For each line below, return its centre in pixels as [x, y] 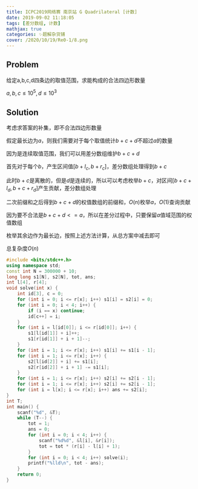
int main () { [23, 407]
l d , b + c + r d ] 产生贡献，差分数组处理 [51, 189]
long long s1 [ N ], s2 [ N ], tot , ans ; [51, 277]
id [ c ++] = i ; [45, 316]
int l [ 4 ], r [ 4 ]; [27, 282]
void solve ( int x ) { [32, 288]
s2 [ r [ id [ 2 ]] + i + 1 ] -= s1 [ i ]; [69, 367]
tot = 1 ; [39, 424]
